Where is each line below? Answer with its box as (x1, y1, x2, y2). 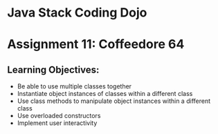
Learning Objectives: (7, 64, 100, 75)
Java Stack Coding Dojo (7, 5, 147, 21)
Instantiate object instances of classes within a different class (17, 90, 193, 98)
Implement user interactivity (17, 119, 98, 127)
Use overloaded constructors (17, 112, 101, 120)
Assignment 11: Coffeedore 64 (7, 37, 185, 52)
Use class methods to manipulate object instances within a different (17, 97, 211, 105)
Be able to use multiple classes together (17, 82, 132, 90)
